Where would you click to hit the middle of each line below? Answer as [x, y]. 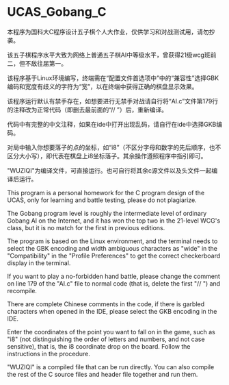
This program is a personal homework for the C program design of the [106, 192]
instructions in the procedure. [49, 353]
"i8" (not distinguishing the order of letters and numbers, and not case [106, 339]
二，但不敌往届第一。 [37, 63]
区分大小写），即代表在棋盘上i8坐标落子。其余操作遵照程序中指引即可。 [107, 156]
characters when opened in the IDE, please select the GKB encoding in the [112, 311]
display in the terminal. [39, 263]
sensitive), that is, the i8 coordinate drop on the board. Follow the [99, 346]
